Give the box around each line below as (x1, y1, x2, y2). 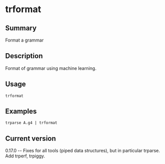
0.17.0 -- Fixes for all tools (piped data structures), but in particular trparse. (5, 148, 160, 154)
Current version (5, 134, 57, 143)
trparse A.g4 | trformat (5, 120, 58, 126)
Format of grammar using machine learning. (5, 65, 97, 71)
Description (5, 52, 43, 60)
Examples (5, 107, 37, 116)
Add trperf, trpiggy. (5, 153, 45, 159)
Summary (5, 24, 37, 32)
